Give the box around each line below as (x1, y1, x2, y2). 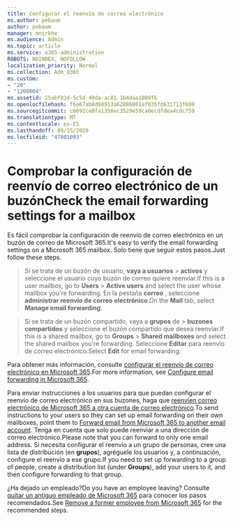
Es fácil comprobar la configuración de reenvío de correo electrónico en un (7, 231, 223, 239)
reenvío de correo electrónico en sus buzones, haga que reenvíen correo (7, 396, 218, 405)
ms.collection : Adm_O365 (7, 68, 80, 75)
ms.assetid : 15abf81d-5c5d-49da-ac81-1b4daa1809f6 (7, 95, 158, 102)
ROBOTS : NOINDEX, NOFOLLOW (7, 56, 86, 63)
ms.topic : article (7, 43, 61, 50)
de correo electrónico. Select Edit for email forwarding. (24, 347, 181, 356)
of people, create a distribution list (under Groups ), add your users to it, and (7, 463, 225, 471)
